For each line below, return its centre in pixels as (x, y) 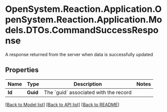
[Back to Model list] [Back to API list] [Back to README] (62, 105)
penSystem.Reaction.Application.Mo (84, 20)
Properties (22, 70)
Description (88, 84)
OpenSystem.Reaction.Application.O (83, 9)
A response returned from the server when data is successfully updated (79, 54)
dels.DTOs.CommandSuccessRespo (82, 30)
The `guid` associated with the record (88, 92)
